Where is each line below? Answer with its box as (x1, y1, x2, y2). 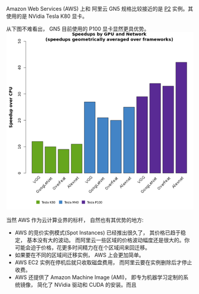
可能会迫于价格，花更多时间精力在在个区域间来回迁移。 (14, 243, 150, 251)
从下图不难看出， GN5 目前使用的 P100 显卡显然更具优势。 (6, 26, 150, 32)
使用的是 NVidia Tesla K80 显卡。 (6, 12, 88, 20)
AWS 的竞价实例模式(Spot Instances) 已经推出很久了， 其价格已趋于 (14, 229, 181, 236)
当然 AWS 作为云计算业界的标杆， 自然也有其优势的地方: (6, 216, 144, 223)
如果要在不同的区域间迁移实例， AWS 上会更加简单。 (14, 251, 144, 258)
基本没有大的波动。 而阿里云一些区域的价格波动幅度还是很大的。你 (26, 236, 190, 243)
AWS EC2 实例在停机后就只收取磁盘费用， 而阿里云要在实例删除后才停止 (14, 258, 192, 266)
